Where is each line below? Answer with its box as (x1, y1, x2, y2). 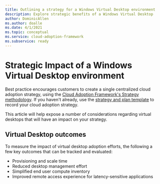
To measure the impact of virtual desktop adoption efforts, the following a (5, 143, 153, 149)
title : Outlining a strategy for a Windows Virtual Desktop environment (5, 7, 156, 12)
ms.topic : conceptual (5, 30, 49, 35)
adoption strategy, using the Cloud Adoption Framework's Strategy (5, 91, 140, 97)
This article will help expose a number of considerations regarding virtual (5, 111, 152, 117)
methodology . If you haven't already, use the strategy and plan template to (5, 96, 154, 102)
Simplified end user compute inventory (12, 168, 90, 174)
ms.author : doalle (5, 20, 42, 26)
